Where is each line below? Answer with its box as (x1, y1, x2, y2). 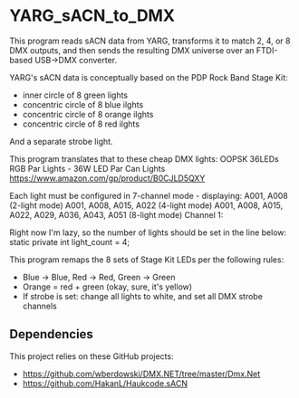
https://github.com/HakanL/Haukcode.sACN (22, 377, 188, 389)
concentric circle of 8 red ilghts (22, 118, 140, 129)
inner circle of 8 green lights (22, 90, 129, 100)
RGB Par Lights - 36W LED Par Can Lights (9, 163, 166, 174)
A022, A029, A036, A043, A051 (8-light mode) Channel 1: (9, 209, 224, 220)
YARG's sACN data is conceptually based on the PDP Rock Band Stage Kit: (9, 71, 288, 82)
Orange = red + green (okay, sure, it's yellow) (22, 281, 193, 292)
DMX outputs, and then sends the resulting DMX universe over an (9, 44, 255, 55)
